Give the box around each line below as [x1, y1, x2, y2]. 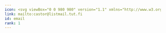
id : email [4, 16, 25, 21]
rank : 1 [4, 20, 21, 26]
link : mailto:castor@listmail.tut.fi [4, 12, 83, 16]
